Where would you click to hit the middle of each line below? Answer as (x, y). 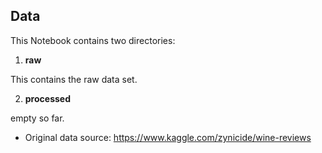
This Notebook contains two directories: (93, 40)
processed (47, 98)
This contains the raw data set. (74, 79)
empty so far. (37, 118)
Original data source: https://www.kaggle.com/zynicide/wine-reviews (168, 137)
